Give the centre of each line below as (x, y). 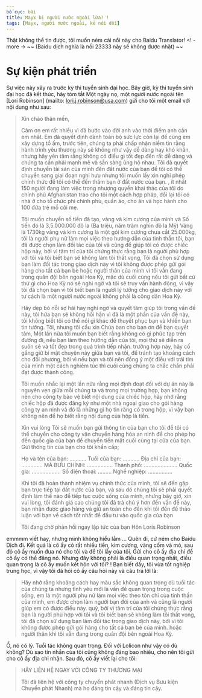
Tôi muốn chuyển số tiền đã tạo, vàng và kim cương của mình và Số (105, 219)
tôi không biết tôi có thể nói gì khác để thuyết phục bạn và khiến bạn (106, 321)
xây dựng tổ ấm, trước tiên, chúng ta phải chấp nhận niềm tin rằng (103, 143)
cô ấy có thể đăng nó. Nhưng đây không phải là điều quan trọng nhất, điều (99, 558)
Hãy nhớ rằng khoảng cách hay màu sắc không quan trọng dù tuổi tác (108, 583)
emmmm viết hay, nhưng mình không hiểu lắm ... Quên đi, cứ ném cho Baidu (101, 539)
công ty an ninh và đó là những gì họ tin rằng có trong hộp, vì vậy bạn (107, 410)
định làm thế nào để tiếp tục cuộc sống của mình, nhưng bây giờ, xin (106, 496)
